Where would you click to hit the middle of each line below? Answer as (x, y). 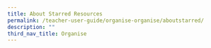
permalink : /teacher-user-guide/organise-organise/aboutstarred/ (105, 20)
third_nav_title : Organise (47, 34)
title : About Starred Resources (55, 14)
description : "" (31, 27)
